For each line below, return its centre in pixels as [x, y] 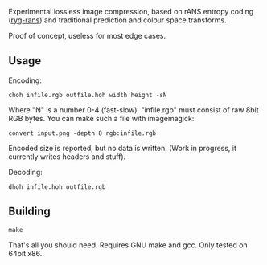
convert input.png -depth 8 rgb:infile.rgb [82, 133]
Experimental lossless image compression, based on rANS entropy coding [131, 12]
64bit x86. [25, 253]
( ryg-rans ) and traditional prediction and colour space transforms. [117, 20]
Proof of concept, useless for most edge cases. [87, 36]
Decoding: [25, 172]
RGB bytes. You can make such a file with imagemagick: [101, 118]
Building [29, 212]
